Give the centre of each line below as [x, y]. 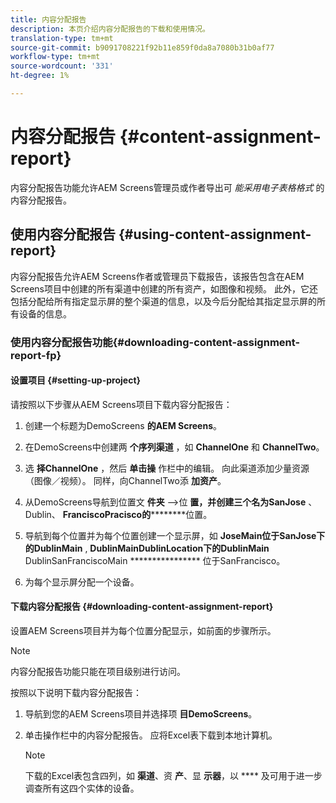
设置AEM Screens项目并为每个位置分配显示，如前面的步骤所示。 [143, 630]
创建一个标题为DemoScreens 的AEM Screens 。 [123, 425]
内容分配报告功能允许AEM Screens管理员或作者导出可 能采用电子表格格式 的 [167, 187]
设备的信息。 [45, 313]
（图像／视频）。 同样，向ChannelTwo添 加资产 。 [125, 480]
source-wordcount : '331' [62, 66]
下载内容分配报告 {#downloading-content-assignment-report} [142, 607]
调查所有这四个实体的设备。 [82, 788]
